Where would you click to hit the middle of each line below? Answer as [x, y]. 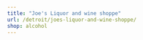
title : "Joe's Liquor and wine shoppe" [64, 13]
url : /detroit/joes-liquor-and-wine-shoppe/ [72, 20]
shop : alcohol [27, 26]
